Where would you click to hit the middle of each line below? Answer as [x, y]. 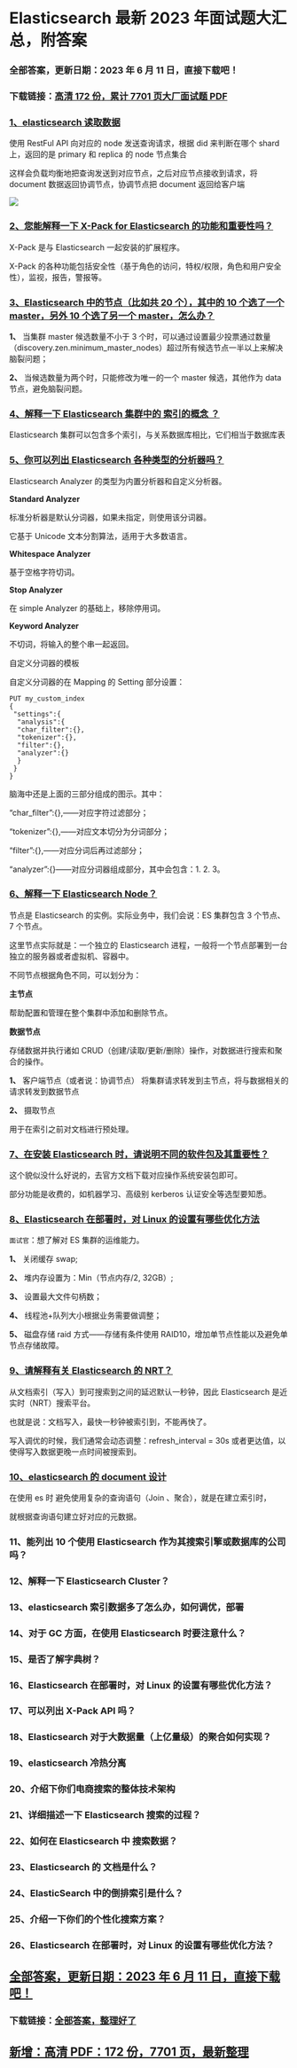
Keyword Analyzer [44, 625]
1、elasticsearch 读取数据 [65, 122]
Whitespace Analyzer [50, 553]
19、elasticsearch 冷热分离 [68, 1763]
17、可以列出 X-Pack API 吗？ [73, 1711]
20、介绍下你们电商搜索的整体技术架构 [92, 1790]
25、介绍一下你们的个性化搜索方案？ [88, 1919]
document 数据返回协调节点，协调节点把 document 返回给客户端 [127, 184]
